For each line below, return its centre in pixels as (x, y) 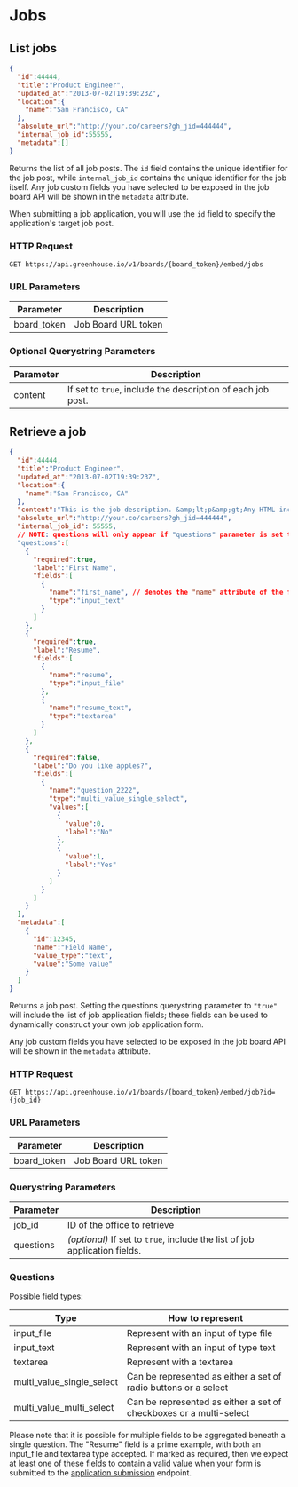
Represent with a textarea (180, 1362)
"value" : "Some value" (73, 964)
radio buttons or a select (178, 1388)
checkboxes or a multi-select (188, 1413)
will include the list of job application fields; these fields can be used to (139, 1015)
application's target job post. (62, 223)
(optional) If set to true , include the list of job (161, 1239)
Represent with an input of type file (200, 1333)
